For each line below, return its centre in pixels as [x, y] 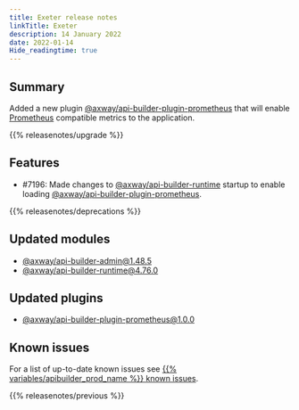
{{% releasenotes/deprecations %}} [75, 211]
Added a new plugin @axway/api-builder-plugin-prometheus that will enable [149, 108]
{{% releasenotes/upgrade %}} [66, 135]
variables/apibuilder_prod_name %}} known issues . [104, 379]
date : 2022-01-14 [42, 42]
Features [34, 163]
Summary [37, 87]
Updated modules [60, 239]
